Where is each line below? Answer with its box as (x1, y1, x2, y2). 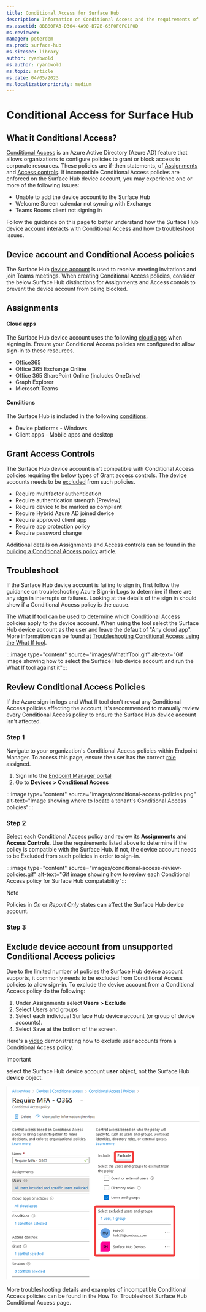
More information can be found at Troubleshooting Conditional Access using (6, 632, 200, 640)
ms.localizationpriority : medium (6, 81, 92, 87)
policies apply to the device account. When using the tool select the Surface (6, 619, 199, 627)
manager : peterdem (6, 36, 53, 42)
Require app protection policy (15, 522, 90, 530)
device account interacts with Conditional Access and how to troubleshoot (6, 225, 194, 233)
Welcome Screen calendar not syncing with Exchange (15, 200, 152, 208)
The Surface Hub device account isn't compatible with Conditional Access (6, 465, 194, 472)
